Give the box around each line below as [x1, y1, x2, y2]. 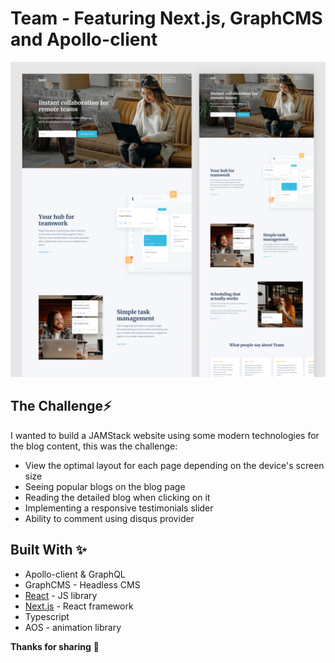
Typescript [24, 610, 70, 622]
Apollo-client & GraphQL [24, 568, 126, 580]
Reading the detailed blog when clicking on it [24, 491, 211, 503]
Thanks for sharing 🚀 [10, 640, 100, 652]
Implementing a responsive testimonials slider [24, 502, 214, 514]
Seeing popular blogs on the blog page [24, 480, 186, 492]
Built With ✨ [10, 542, 87, 559]
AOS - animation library [24, 621, 122, 633]
